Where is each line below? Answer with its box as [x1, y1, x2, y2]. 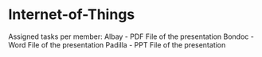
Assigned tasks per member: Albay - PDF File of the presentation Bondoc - [8, 32, 255, 41]
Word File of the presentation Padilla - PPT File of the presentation [8, 40, 226, 49]
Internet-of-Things [8, 6, 135, 24]
